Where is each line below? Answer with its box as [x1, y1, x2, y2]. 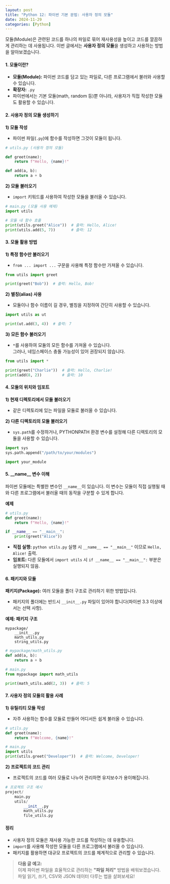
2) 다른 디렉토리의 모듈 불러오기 [5, 418, 67, 424]
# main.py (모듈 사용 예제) [5, 204, 58, 209]
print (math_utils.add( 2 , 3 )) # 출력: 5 [5, 681, 90, 686]
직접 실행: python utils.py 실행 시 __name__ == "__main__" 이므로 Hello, [12, 544, 162, 550]
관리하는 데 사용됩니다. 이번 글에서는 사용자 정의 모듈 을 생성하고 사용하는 [10, 43, 154, 49]
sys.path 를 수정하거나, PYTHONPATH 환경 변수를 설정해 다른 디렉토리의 [12, 429, 157, 435]
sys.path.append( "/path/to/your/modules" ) [5, 450, 96, 455]
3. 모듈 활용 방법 [5, 239, 38, 245]
